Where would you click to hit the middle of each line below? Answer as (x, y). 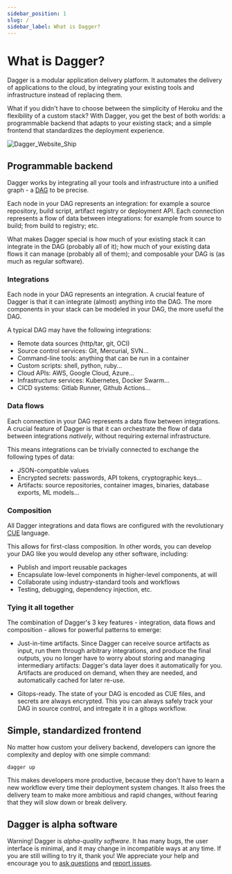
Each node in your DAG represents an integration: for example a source (109, 204)
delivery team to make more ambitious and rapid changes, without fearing (113, 795)
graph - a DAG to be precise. (48, 190)
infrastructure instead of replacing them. (65, 95)
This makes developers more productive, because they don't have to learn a (116, 780)
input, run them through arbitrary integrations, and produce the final (114, 651)
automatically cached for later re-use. (71, 680)
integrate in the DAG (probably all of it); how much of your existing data (109, 247)
